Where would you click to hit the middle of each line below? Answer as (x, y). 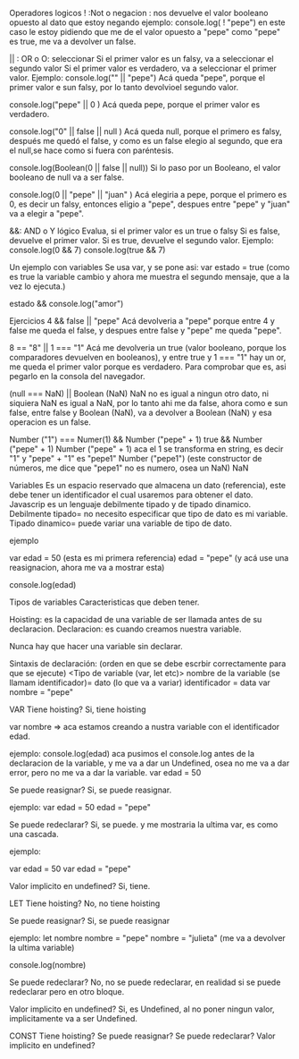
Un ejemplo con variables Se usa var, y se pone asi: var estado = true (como (149, 267)
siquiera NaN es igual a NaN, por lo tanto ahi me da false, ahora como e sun (149, 403)
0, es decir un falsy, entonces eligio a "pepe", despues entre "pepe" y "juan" (150, 204)
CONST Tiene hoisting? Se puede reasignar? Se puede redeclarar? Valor (142, 1036)
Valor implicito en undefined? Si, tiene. (80, 886)
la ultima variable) (42, 948)
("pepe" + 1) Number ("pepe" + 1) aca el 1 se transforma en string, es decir (146, 449)
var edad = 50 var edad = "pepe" (70, 868)
